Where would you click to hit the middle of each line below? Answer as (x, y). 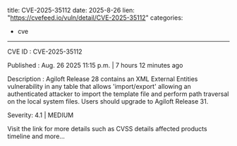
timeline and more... (36, 136)
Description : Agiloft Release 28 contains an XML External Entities (103, 79)
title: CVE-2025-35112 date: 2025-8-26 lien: (71, 10)
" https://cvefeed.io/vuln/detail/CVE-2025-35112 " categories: (95, 18)
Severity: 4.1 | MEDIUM (41, 115)
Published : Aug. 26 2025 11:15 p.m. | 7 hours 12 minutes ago (95, 65)
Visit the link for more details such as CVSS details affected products (107, 129)
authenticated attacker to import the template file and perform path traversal (118, 94)
